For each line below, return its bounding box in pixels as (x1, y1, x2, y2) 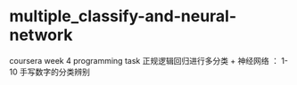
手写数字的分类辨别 (19, 66, 91, 77)
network (9, 25, 73, 45)
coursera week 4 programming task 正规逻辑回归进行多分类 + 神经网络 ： (9, 55, 279, 66)
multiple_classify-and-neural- (9, 6, 237, 27)
